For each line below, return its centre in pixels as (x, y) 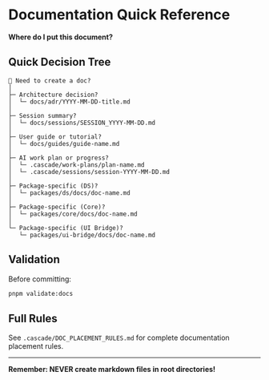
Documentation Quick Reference (119, 15)
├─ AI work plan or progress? (59, 158)
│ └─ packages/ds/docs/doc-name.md (69, 193)
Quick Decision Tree (60, 62)
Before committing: (40, 279)
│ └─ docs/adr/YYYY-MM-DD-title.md (69, 102)
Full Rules (33, 318)
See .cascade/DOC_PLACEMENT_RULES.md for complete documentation (119, 338)
